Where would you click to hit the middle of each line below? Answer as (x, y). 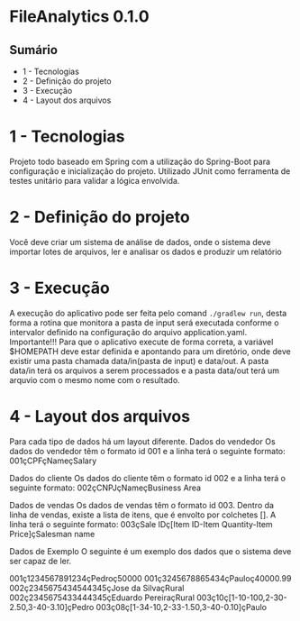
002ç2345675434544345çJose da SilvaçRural (97, 588)
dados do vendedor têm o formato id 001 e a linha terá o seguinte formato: (147, 451)
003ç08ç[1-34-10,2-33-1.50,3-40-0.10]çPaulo (182, 607)
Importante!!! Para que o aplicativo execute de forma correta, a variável (141, 342)
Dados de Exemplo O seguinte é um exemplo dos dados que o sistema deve (150, 551)
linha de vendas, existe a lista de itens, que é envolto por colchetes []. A (143, 515)
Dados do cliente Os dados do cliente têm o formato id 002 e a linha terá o (148, 478)
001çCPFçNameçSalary (53, 461)
